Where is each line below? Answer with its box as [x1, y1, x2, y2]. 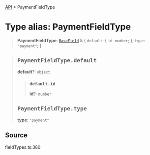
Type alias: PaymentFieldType [5, 22, 131, 32]
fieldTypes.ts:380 [5, 144, 41, 150]
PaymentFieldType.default [17, 57, 97, 64]
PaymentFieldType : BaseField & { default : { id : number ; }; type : [17, 37, 145, 43]
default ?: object [17, 69, 51, 75]
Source [5, 131, 28, 139]
